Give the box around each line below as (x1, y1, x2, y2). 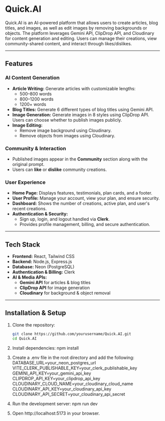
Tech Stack (5, 240, 40, 249)
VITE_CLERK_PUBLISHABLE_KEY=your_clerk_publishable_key (12, 365, 137, 371)
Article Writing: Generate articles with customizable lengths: (12, 85, 136, 92)
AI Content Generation (5, 74, 60, 81)
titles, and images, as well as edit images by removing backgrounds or (5, 25, 147, 31)
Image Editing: (12, 122, 43, 128)
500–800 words (19, 91, 52, 97)
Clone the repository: (12, 322, 55, 328)
